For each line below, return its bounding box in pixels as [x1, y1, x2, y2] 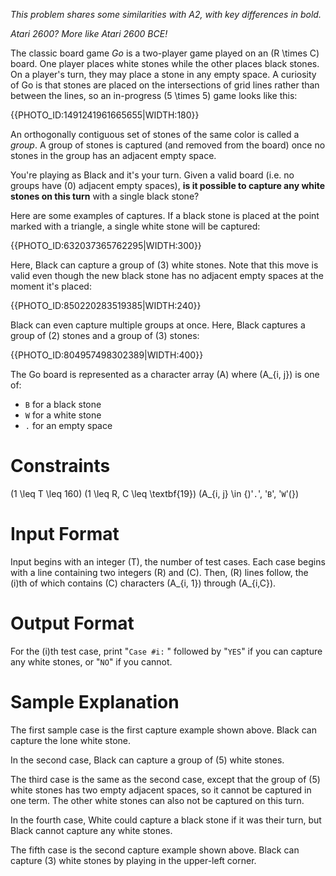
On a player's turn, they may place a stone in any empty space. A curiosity [10, 69, 317, 80]
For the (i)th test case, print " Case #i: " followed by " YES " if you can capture [10, 645, 323, 657]
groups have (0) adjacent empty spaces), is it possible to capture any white [10, 180, 326, 191]
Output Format [10, 612, 135, 635]
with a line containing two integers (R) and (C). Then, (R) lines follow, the [10, 566, 309, 578]
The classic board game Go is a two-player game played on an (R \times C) [10, 47, 320, 59]
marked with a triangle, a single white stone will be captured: [10, 220, 261, 232]
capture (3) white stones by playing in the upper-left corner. [10, 854, 257, 866]
